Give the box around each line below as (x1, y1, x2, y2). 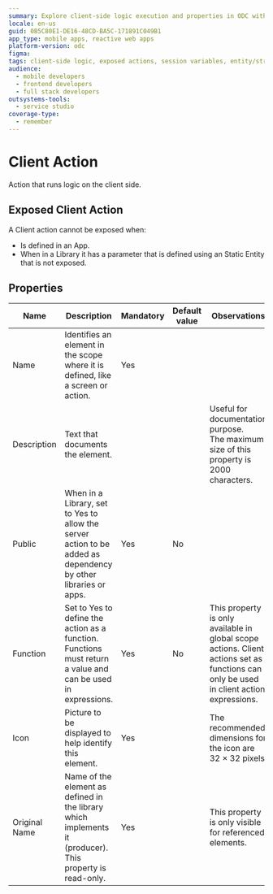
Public (12, 538, 37, 549)
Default (172, 306, 201, 317)
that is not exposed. (19, 258, 87, 267)
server (64, 528, 89, 540)
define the (64, 613, 104, 624)
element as (64, 781, 107, 792)
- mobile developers (15, 72, 85, 80)
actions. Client (209, 643, 264, 654)
